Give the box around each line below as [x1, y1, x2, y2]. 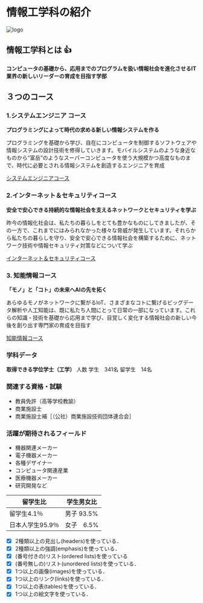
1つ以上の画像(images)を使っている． [14, 568, 108, 575]
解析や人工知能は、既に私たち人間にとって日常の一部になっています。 [11, 307, 185, 314]
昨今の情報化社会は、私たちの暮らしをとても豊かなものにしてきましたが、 [6, 219, 191, 226]
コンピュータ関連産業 [14, 466, 68, 474]
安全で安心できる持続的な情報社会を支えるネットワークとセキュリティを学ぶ [6, 206, 196, 213]
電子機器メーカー [14, 451, 58, 458]
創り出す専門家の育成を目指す [16, 322, 91, 329]
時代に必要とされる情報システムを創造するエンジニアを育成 [16, 161, 165, 169]
